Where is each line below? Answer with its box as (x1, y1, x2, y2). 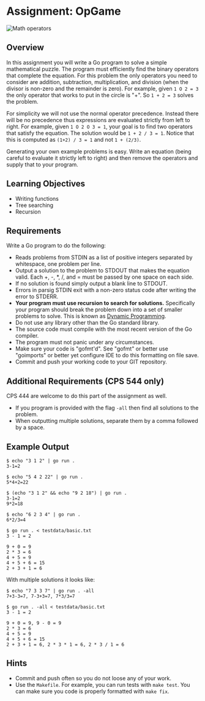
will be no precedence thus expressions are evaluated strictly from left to (6, 116, 190, 123)
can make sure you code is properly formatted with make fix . (15, 687, 170, 695)
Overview (6, 42, 45, 53)
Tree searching (15, 201, 54, 209)
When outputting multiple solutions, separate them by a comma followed (15, 417, 198, 425)
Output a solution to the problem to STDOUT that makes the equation (15, 267, 190, 274)
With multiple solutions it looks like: (6, 576, 95, 583)
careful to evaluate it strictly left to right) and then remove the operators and (6, 154, 198, 161)
